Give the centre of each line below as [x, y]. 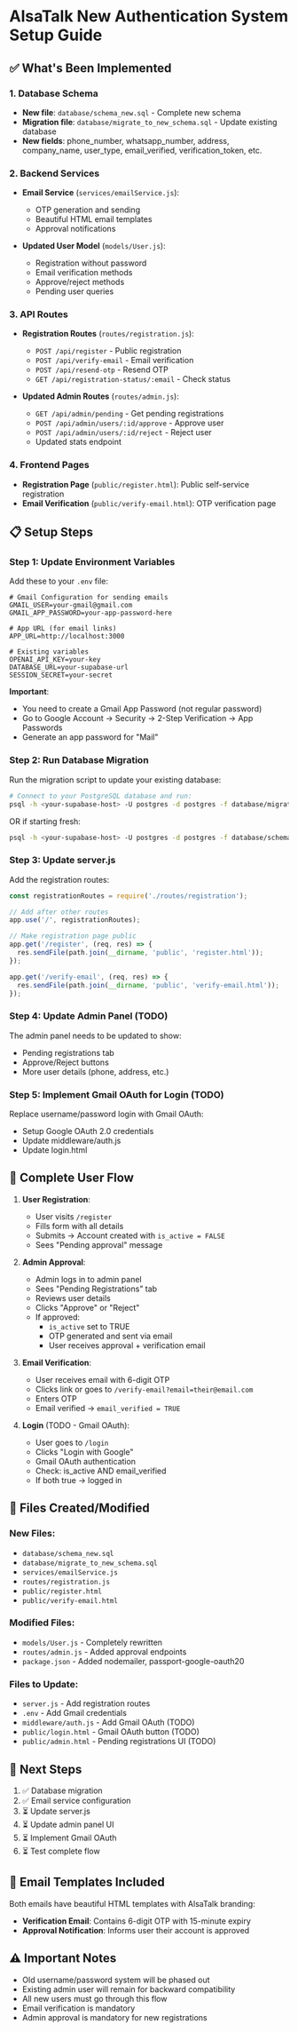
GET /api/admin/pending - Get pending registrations [129, 414]
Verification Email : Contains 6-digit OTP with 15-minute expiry [136, 1921]
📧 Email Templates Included [87, 1882]
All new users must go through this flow [94, 1998]
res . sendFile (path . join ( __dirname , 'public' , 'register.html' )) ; [141, 953]
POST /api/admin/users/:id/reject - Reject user [124, 433]
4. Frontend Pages [50, 465]
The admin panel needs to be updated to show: [95, 1036]
